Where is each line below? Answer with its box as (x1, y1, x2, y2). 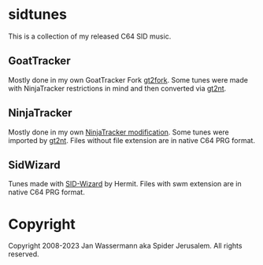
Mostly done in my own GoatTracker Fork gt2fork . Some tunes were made (8, 75, 248, 84)
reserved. (8, 249, 39, 259)
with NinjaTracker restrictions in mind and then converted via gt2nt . (8, 83, 227, 93)
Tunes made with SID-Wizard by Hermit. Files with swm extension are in (8, 179, 242, 189)
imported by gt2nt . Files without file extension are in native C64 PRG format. (8, 135, 256, 145)
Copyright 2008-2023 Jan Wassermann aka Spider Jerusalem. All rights (8, 241, 243, 251)
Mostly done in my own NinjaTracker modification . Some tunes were (8, 127, 230, 137)
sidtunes (8, 6, 67, 24)
